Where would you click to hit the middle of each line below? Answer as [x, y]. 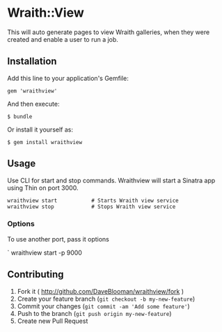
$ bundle [20, 116]
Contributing [35, 275]
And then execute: [33, 104]
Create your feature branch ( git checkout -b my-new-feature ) [106, 299]
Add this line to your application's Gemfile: [68, 78]
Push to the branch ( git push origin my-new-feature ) [94, 313]
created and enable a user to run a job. [63, 39]
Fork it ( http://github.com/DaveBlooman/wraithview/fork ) [101, 291]
